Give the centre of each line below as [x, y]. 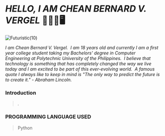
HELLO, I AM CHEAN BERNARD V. [76, 9]
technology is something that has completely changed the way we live [78, 63]
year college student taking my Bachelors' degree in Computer [70, 53]
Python [25, 128]
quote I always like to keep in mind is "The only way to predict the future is [82, 74]
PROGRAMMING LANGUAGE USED [48, 117]
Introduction [21, 93]
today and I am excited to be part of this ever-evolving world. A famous [80, 69]
